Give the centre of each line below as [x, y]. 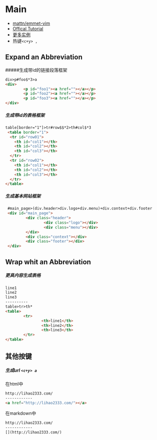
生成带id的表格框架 [25, 115]
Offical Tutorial [28, 28]
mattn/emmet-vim [31, 23]
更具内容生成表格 [23, 275]
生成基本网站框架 [23, 196]
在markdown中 [21, 413]
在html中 [14, 384]
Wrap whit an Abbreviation [48, 262]
